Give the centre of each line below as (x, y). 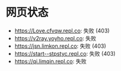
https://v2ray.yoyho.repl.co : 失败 (55, 38)
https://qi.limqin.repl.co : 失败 (50, 61)
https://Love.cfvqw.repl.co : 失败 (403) (62, 31)
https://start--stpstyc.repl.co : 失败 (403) (65, 53)
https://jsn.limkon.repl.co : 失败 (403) (60, 46)
